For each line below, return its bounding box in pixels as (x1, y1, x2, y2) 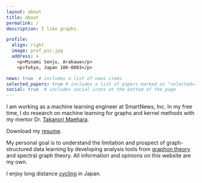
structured (6, 146, 32, 153)
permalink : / (6, 20, 39, 26)
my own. (6, 158, 28, 166)
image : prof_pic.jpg (11, 48, 63, 54)
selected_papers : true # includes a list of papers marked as (6, 81, 165, 87)
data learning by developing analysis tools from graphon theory (33, 146, 191, 153)
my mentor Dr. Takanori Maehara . (6, 116, 89, 123)
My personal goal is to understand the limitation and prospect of (6, 139, 165, 146)
